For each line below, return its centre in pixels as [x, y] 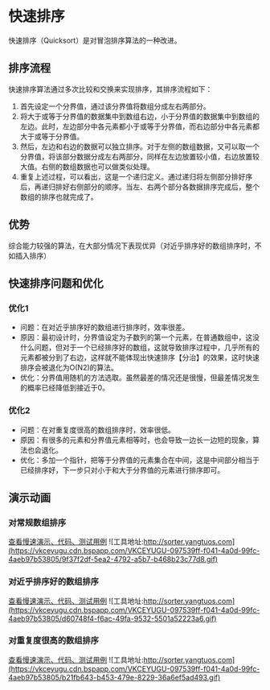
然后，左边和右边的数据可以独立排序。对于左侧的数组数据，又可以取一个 [139, 147]
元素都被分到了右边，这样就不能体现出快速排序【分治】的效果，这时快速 [139, 357]
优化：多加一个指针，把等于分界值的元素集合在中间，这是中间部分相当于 [139, 460]
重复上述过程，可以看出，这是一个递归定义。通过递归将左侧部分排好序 [136, 176]
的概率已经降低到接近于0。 [65, 388]
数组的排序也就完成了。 [59, 196]
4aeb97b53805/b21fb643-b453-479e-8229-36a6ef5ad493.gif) [115, 677]
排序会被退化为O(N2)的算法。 [69, 368]
